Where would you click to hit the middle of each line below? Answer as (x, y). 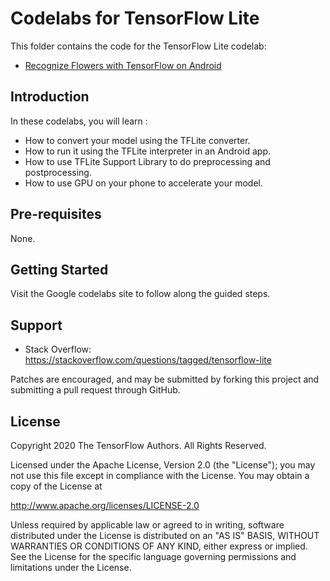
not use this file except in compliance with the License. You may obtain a (160, 475)
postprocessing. (58, 172)
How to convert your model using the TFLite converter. (137, 140)
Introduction (50, 97)
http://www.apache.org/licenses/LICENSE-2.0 (105, 505)
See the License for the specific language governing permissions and (153, 556)
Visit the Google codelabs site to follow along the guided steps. (140, 294)
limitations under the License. (71, 567)
